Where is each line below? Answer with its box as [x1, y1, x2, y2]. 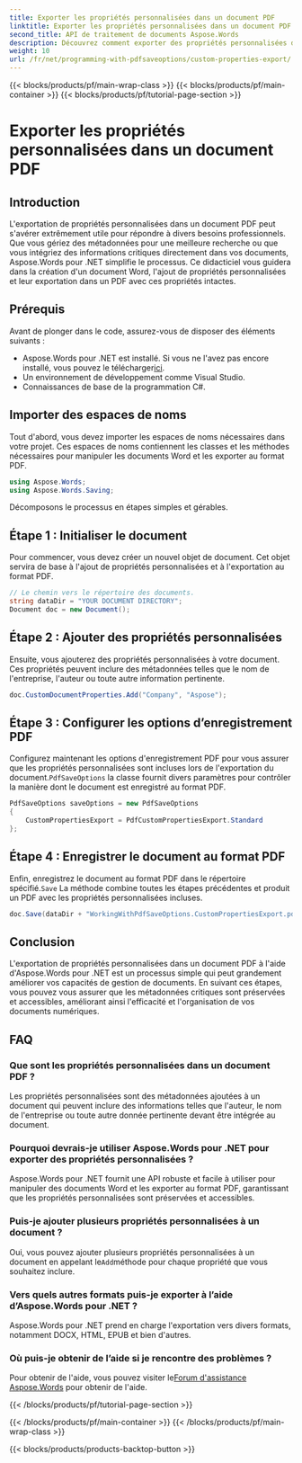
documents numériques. [9, 1006, 100, 1017]
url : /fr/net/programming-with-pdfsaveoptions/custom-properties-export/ [9, 55, 292, 64]
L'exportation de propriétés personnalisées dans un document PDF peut [9, 219, 276, 229]
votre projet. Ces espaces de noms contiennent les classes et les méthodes [9, 441, 290, 451]
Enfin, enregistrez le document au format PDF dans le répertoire [9, 873, 246, 884]
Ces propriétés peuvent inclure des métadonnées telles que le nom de [9, 663, 270, 674]
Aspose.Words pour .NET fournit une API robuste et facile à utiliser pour [9, 1173, 276, 1184]
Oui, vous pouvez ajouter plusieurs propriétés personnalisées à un [9, 1246, 255, 1257]
